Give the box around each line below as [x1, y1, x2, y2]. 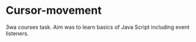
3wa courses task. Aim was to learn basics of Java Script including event [5, 23, 190, 31]
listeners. [5, 29, 29, 37]
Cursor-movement [5, 4, 102, 17]
